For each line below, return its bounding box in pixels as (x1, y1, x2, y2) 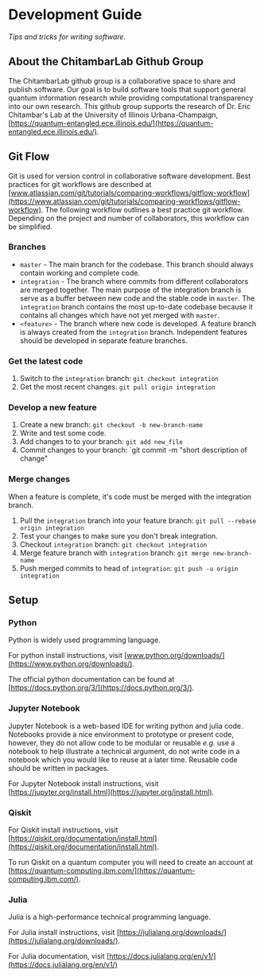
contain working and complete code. (19, 268, 141, 278)
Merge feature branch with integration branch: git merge (19, 547, 210, 558)
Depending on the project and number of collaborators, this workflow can (8, 213, 249, 223)
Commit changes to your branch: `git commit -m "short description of (19, 446, 248, 455)
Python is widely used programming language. (8, 635, 161, 645)
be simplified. (8, 221, 53, 232)
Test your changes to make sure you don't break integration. (19, 531, 219, 540)
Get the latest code (8, 356, 83, 367)
